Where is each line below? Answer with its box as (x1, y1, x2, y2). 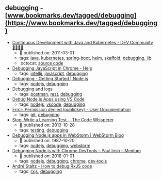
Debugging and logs (12, 86, 53, 92)
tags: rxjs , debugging (19, 168, 62, 174)
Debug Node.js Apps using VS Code (12, 96, 85, 102)
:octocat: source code (19, 60, 64, 66)
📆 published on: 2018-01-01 (19, 153, 74, 159)
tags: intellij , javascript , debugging (19, 70, 88, 76)
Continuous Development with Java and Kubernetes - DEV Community (12, 39, 154, 45)
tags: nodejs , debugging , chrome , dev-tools (19, 158, 107, 164)
